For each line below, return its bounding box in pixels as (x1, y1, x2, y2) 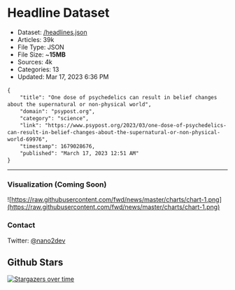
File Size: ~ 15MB (17, 50, 66, 59)
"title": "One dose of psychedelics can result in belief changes (20, 94, 218, 101)
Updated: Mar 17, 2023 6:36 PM (17, 72, 109, 81)
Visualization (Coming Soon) (7, 180, 107, 189)
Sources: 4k (17, 57, 52, 66)
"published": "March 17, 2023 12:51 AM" (20, 150, 139, 157)
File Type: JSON (17, 43, 64, 51)
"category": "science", (20, 115, 90, 122)
